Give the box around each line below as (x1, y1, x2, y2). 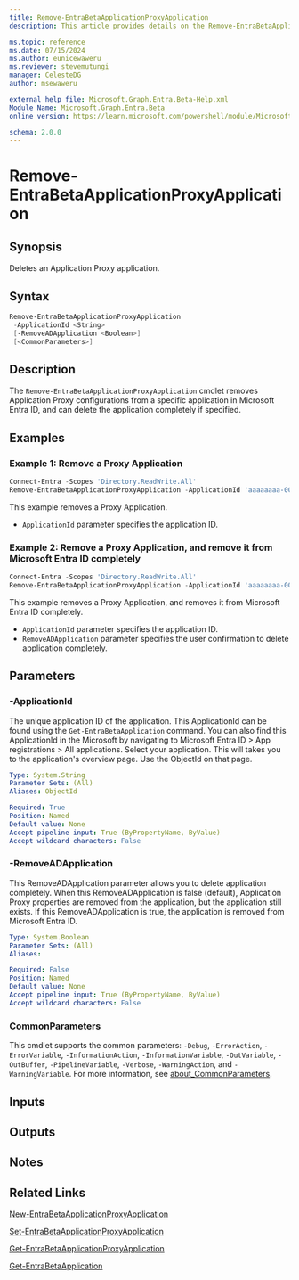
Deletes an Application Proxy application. (9, 263, 160, 274)
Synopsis (9, 239, 62, 254)
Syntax (9, 289, 50, 304)
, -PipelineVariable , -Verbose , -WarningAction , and (44, 1059, 233, 1070)
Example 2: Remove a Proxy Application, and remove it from (9, 541, 273, 554)
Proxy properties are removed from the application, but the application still (9, 897, 282, 907)
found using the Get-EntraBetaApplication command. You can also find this (9, 725, 287, 735)
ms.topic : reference (9, 37, 86, 46)
